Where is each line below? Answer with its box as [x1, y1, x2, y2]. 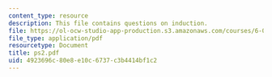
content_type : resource [8, 11, 89, 20]
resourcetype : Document [8, 42, 89, 50]
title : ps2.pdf [8, 49, 60, 57]
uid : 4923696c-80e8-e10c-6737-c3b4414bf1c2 [8, 57, 158, 65]
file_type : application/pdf [8, 34, 104, 43]
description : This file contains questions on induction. [8, 19, 208, 27]
